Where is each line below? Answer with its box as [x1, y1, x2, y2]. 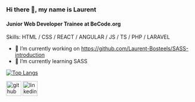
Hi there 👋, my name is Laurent [6, 5, 97, 14]
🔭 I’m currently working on [14, 45, 80, 52]
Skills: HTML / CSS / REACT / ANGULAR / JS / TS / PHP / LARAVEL [6, 33, 170, 41]
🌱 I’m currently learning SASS [14, 58, 88, 65]
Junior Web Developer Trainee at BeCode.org [6, 20, 121, 27]
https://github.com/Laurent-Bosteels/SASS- [81, 45, 189, 52]
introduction [14, 51, 45, 58]
